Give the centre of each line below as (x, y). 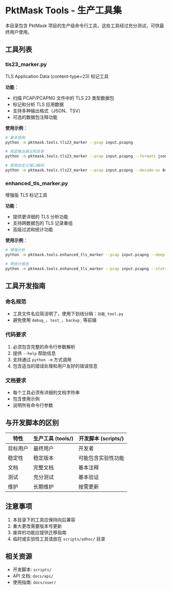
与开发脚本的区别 (32, 423)
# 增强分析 (15, 250)
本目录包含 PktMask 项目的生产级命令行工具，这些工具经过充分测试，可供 (82, 26)
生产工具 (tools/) (53, 438)
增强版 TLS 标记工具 (26, 195)
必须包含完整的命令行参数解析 (44, 347)
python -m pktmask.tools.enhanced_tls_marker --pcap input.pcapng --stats (86, 268)
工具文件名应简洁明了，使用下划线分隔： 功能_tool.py (68, 314)
